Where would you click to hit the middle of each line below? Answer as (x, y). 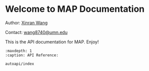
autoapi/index (20, 64)
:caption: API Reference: (32, 55)
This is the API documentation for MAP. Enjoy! (52, 42)
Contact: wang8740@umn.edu (36, 32)
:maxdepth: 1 (19, 51)
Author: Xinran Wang (26, 23)
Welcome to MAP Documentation (75, 9)
